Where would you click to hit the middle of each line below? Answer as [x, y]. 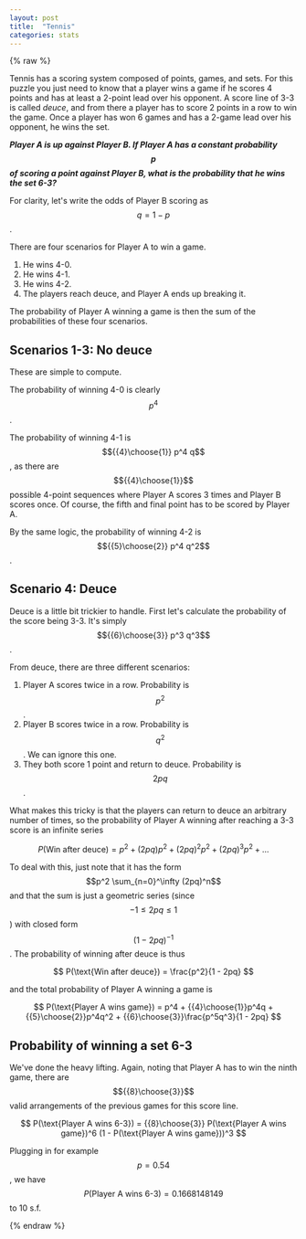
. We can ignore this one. [69, 754]
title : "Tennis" [42, 26]
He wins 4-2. [47, 284]
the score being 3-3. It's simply [69, 620]
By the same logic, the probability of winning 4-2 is [106, 532]
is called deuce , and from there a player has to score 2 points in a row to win [153, 108]
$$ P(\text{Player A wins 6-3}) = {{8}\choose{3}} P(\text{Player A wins [153, 1124]
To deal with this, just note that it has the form [95, 867]
